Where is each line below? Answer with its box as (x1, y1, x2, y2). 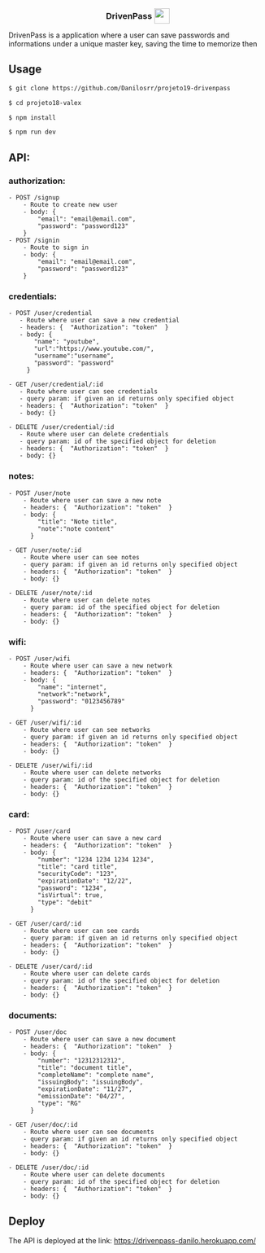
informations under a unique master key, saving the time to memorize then (8, 39, 258, 48)
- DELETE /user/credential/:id (8, 423, 115, 432)
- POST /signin (8, 236, 60, 244)
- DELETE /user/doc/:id (8, 1163, 89, 1172)
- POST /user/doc (8, 1028, 67, 1036)
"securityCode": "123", (37, 870, 118, 878)
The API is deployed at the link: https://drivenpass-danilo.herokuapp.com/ (8, 1236, 256, 1246)
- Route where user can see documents (23, 1128, 154, 1137)
